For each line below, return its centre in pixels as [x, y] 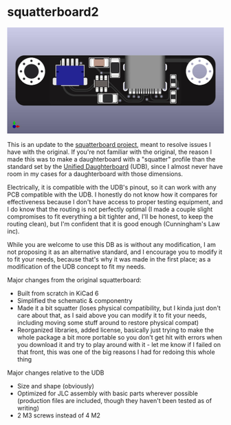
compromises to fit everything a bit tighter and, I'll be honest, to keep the [110, 216]
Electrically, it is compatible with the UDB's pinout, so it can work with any [112, 187]
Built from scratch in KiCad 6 [58, 293]
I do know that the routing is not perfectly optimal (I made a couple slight [110, 209]
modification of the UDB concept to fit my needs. [77, 266]
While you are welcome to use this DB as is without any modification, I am [112, 244]
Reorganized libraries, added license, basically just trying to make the [115, 330]
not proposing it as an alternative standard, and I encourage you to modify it [115, 252]
